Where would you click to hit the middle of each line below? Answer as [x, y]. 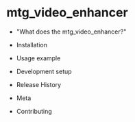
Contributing [34, 111]
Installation [32, 45]
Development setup [44, 71]
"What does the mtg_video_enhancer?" [71, 32]
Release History [39, 84]
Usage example [38, 58]
